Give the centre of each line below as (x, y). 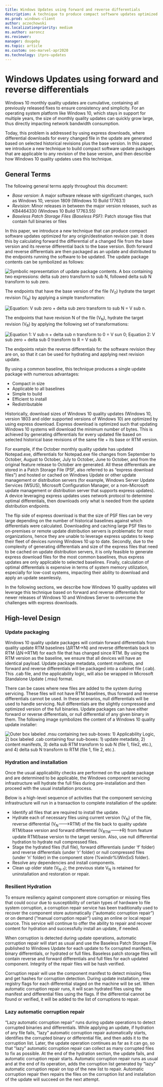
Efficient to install (29, 399)
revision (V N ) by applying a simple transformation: (55, 298)
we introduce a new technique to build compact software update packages (80, 149)
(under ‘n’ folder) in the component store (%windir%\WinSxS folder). (81, 857)
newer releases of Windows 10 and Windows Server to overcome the (74, 597)
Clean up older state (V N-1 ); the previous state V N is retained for (76, 868)
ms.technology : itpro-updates (36, 55)
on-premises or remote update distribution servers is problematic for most (80, 531)
